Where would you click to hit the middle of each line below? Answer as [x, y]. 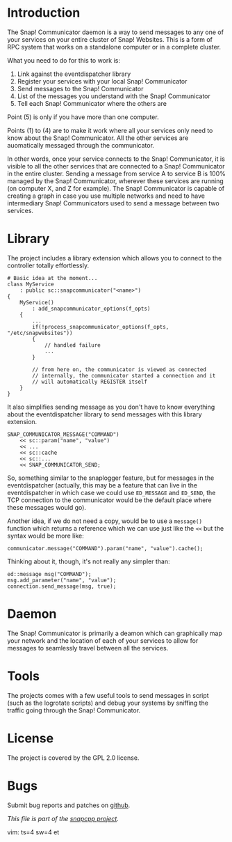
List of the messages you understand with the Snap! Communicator [114, 96]
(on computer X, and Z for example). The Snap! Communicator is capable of [116, 188]
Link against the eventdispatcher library [74, 74]
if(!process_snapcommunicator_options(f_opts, [101, 327]
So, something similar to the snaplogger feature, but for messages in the [111, 478]
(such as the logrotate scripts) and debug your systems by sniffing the [108, 703]
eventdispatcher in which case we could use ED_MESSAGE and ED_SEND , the [111, 492]
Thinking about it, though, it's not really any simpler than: [89, 561]
